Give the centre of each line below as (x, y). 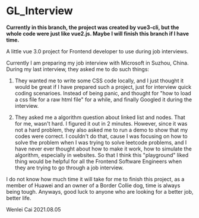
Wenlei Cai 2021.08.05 (34, 209)
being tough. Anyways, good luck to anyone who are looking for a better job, (100, 191)
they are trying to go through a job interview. (69, 168)
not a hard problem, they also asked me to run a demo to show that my (101, 130)
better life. (19, 198)
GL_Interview (40, 11)
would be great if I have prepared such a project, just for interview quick (103, 86)
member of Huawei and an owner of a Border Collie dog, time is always (93, 185)
